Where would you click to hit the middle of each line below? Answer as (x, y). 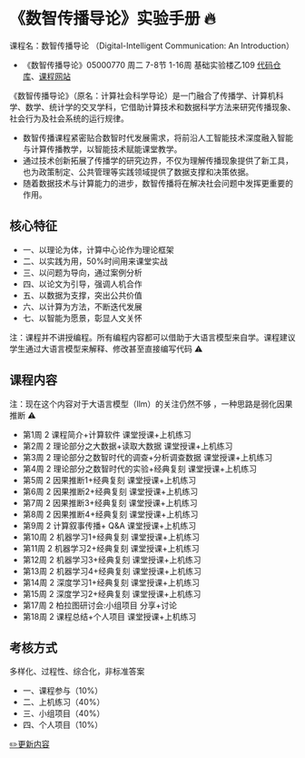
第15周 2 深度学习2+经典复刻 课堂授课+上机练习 (112, 593)
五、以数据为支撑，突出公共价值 (82, 295)
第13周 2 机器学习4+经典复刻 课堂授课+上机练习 (112, 571)
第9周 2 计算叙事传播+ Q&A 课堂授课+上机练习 (109, 525)
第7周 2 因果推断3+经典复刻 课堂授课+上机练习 (110, 502)
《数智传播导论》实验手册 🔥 (113, 19)
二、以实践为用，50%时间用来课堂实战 (95, 261)
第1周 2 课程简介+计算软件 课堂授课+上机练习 (107, 434)
